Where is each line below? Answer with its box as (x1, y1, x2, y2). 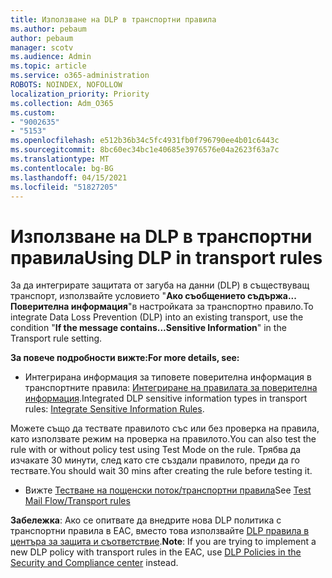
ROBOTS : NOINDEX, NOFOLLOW (10, 80, 123, 90)
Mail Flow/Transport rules (24, 495, 131, 507)
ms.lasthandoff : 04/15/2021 (10, 172, 128, 183)
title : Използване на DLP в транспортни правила (10, 14, 217, 25)
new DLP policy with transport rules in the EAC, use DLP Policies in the (10, 546, 302, 558)
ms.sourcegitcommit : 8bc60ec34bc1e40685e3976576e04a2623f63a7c (10, 145, 280, 155)
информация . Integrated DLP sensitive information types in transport (24, 392, 308, 405)
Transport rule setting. (10, 332, 103, 345)
